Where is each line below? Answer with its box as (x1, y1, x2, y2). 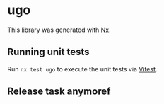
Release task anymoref (7, 86, 111, 98)
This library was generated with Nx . (7, 25, 111, 34)
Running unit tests (7, 46, 90, 58)
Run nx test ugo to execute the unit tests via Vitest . (7, 64, 158, 73)
